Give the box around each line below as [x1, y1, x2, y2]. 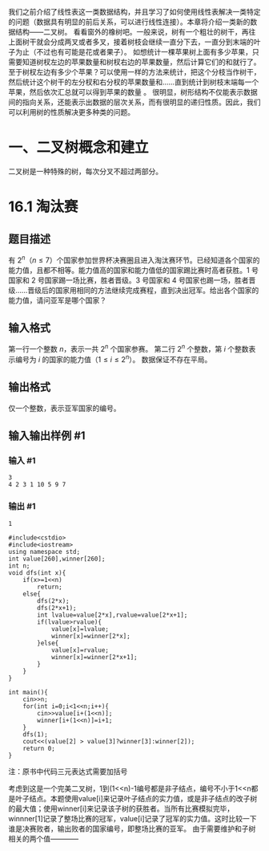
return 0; [22, 744, 56, 752]
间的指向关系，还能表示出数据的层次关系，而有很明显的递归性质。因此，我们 [8, 97, 261, 107]
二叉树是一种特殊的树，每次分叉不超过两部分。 [8, 166, 163, 176]
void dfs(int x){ [8, 568, 66, 576]
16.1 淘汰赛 [8, 197, 78, 216]
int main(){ [8, 688, 48, 696]
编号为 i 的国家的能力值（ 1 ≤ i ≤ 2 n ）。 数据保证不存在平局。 [14, 353, 212, 364]
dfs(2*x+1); [37, 604, 78, 612]
